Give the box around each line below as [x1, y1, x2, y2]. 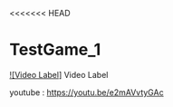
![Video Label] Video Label [9, 69, 109, 80]
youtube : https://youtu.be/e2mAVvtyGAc [9, 86, 165, 98]
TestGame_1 [9, 40, 101, 60]
